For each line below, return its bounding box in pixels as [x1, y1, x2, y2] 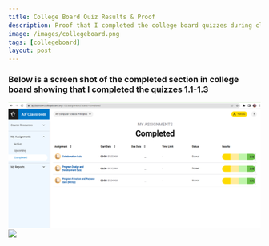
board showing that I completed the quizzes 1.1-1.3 [8, 84, 209, 95]
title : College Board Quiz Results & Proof [8, 13, 156, 21]
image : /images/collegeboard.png [8, 30, 120, 38]
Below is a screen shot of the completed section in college [8, 74, 239, 85]
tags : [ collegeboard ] [8, 38, 81, 46]
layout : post [8, 46, 52, 55]
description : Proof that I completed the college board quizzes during [8, 21, 252, 30]
